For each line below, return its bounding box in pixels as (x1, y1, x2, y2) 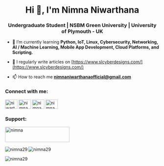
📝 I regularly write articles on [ (12, 59, 73, 65)
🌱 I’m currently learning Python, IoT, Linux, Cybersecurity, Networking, (12, 39, 158, 45)
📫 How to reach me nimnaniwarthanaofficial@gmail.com (12, 74, 131, 80)
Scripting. (12, 49, 33, 55)
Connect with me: (5, 88, 48, 95)
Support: (5, 115, 27, 122)
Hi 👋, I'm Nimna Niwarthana (25, 4, 140, 16)
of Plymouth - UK (61, 28, 103, 35)
